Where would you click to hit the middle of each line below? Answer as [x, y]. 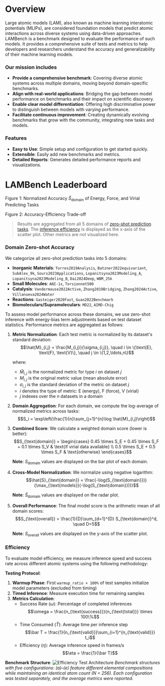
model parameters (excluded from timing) [54, 588]
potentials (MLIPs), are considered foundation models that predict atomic [79, 28]
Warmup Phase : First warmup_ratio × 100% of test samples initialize [81, 583]
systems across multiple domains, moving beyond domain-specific [80, 83]
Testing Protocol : [23, 573]
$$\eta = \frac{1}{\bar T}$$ [90, 653]
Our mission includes [31, 67]
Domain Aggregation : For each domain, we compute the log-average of [85, 406]
